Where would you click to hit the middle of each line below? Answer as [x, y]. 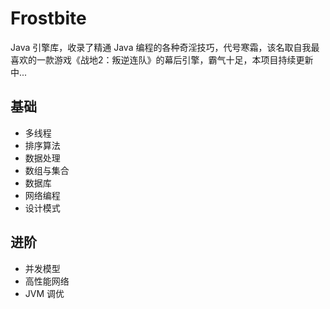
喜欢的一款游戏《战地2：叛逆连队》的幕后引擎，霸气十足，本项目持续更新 [162, 59]
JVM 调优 [44, 293]
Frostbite [48, 18]
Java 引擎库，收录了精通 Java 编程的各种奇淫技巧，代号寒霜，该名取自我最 [165, 47]
